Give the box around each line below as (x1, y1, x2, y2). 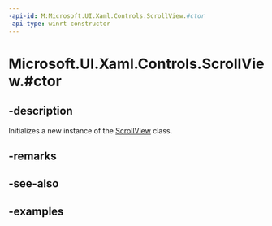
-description (8, 104, 73, 118)
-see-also (8, 176, 59, 191)
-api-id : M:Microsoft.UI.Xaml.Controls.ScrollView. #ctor (8, 11, 205, 20)
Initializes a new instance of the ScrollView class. (8, 125, 173, 135)
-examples (8, 204, 64, 218)
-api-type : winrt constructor (8, 20, 111, 28)
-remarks (8, 149, 57, 163)
